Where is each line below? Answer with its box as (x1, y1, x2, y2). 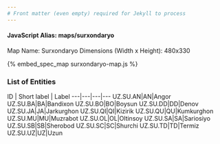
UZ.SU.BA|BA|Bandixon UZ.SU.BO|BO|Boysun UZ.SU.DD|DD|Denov (7, 100, 199, 108)
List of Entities (7, 77, 56, 86)
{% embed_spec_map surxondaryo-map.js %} (7, 60, 139, 68)
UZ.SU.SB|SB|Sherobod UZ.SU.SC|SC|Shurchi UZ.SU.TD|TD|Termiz (7, 121, 199, 130)
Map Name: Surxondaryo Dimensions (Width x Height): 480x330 (7, 46, 190, 55)
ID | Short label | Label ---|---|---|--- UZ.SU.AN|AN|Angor (7, 93, 172, 101)
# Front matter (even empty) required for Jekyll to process (7, 10, 186, 17)
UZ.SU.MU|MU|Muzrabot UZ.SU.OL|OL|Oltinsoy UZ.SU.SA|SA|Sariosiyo (7, 115, 211, 123)
